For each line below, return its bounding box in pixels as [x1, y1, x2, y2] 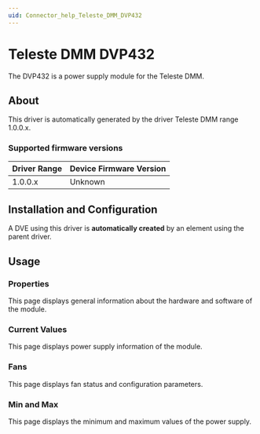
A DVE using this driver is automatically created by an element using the [8, 224, 245, 233]
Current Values [8, 324, 68, 335]
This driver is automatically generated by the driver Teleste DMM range [8, 115, 239, 124]
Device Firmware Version [69, 162, 167, 173]
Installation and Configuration [8, 203, 158, 217]
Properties [8, 278, 49, 289]
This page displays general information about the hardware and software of [8, 296, 253, 306]
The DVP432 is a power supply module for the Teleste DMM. [8, 71, 205, 81]
